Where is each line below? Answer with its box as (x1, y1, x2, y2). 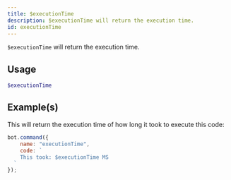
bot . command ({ (7, 133, 49, 141)
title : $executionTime (7, 10, 74, 18)
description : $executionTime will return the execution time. (7, 17, 194, 24)
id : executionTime (7, 23, 61, 30)
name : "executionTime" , (20, 140, 90, 148)
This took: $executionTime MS (20, 153, 109, 161)
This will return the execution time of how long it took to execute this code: (7, 120, 225, 128)
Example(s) (7, 102, 59, 114)
